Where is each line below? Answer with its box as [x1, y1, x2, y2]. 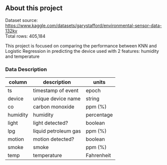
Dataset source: [5, 17, 38, 23]
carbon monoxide [33, 103, 74, 110]
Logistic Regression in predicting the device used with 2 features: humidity [5, 48, 159, 54]
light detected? [33, 120, 68, 127]
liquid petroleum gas [33, 128, 81, 135]
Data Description [5, 66, 47, 73]
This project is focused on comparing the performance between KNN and [5, 42, 157, 49]
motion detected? [33, 136, 74, 143]
